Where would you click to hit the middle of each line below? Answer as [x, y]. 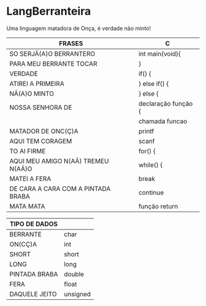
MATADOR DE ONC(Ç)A [44, 131]
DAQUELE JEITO [33, 294]
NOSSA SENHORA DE [41, 107]
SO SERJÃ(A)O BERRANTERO [52, 53]
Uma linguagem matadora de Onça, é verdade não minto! [79, 28]
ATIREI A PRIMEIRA [37, 83]
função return [158, 206]
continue [151, 193]
